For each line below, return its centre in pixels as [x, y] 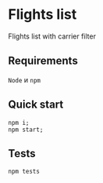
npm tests [24, 172]
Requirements [43, 61]
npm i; [19, 123]
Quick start [36, 105]
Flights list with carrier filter [52, 36]
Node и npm [25, 79]
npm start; [26, 130]
